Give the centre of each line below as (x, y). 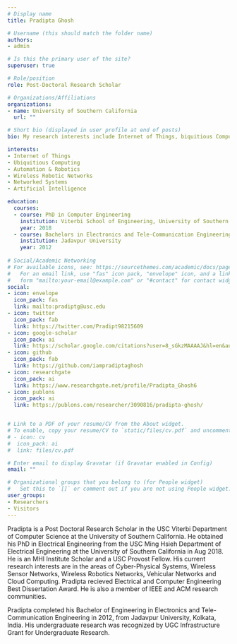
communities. (27, 596)
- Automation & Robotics (44, 169)
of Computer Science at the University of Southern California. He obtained (115, 536)
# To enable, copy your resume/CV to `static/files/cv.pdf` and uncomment (120, 431)
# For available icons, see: (50, 267)
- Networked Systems (38, 182)
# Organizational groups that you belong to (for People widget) (105, 482)
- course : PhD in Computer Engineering (72, 215)
